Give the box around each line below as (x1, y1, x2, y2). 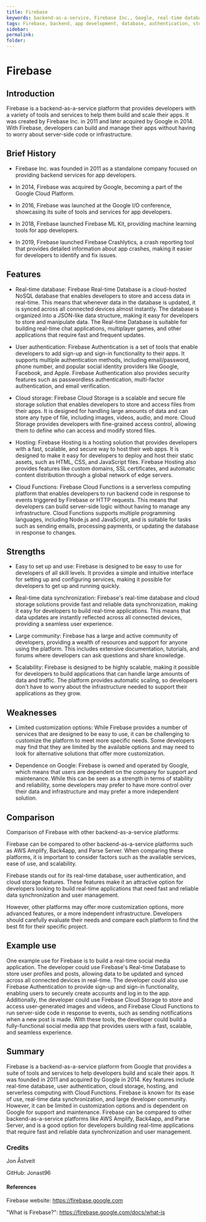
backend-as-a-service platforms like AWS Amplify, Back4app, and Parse (6, 1115, 190, 1122)
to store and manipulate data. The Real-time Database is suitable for (15, 318, 188, 325)
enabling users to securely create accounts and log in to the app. (6, 989, 170, 997)
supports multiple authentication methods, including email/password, (15, 356, 190, 363)
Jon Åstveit (6, 1157, 36, 1164)
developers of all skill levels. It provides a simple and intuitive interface (15, 569, 194, 577)
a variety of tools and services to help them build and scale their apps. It (6, 111, 189, 118)
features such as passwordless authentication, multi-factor (15, 376, 164, 383)
